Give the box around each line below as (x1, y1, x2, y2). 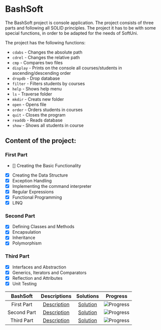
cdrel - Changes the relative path (12, 54, 80, 60)
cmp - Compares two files (12, 60, 63, 65)
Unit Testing (12, 281, 37, 287)
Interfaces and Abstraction (12, 264, 66, 270)
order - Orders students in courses (12, 107, 83, 113)
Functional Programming (12, 194, 62, 200)
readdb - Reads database (12, 117, 63, 123)
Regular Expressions (12, 188, 54, 195)
